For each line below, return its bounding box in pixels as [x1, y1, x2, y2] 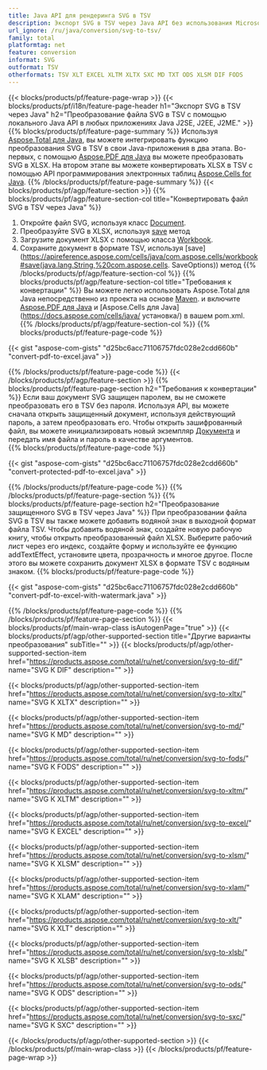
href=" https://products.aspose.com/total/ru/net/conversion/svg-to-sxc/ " [8, 1011, 246, 1022]
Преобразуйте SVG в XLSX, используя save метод [19, 226, 191, 235]
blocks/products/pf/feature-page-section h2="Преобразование [8, 498, 220, 509]
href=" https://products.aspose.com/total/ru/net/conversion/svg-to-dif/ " [8, 657, 243, 666]
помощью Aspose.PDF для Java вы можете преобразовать [43, 152, 244, 161]
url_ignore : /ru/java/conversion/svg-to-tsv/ [8, 26, 161, 34]
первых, [8, 152, 36, 161]
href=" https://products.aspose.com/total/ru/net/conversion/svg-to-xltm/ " [8, 785, 249, 795]
